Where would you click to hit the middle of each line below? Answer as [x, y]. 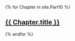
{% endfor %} [19, 34]
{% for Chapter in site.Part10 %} [38, 7]
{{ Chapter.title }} [33, 22]
